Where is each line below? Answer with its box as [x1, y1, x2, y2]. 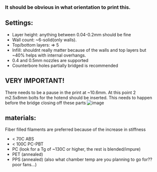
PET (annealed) [12, 152, 44, 157]
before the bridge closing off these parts [5, 100, 86, 106]
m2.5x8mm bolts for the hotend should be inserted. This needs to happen [5, 94, 153, 100]
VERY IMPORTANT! [5, 77, 64, 85]
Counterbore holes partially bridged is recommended [12, 63, 119, 68]
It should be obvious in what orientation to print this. [5, 4, 131, 11]
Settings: [5, 19, 33, 27]
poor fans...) [12, 162, 37, 168]
